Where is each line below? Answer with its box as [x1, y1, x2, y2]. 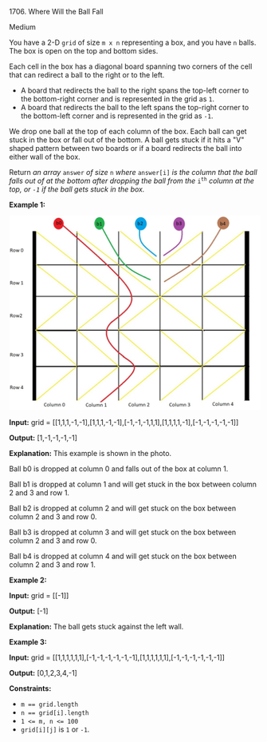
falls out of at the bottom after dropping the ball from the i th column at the [9, 176, 254, 185]
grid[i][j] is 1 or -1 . [20, 724, 90, 734]
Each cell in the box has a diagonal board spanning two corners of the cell [9, 62, 253, 71]
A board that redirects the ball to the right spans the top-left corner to [20, 85, 249, 95]
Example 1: [9, 200, 46, 209]
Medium [9, 22, 37, 31]
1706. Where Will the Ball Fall [9, 7, 104, 16]
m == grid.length [20, 700, 79, 709]
